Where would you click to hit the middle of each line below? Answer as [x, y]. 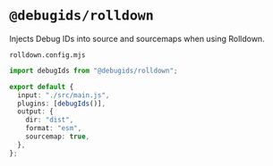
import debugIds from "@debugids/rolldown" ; [94, 71]
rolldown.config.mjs [48, 55]
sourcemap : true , [58, 137]
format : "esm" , [54, 129]
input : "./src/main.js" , [64, 95]
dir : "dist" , [50, 120]
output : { [35, 112]
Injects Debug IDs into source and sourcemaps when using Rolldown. [137, 38]
